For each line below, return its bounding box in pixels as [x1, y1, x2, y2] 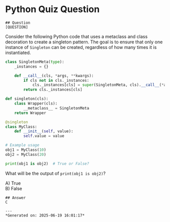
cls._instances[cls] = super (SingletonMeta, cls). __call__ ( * [32, 82, 164, 88]
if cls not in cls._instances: [23, 78, 90, 83]
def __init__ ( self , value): [14, 129, 73, 134]
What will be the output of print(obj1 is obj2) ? [5, 170, 106, 176]
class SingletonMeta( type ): [5, 59, 65, 64]
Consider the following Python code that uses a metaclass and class [5, 33, 148, 39]
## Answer [5, 195, 26, 200]
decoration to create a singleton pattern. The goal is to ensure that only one [5, 39, 163, 45]
